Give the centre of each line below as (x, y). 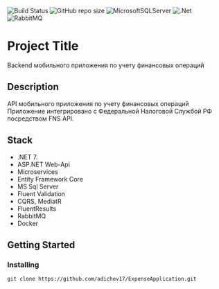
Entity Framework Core (50, 179)
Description (33, 87)
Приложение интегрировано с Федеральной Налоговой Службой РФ (110, 111)
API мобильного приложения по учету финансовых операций (98, 103)
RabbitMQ (32, 216)
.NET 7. (27, 157)
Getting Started (41, 245)
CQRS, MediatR (39, 201)
